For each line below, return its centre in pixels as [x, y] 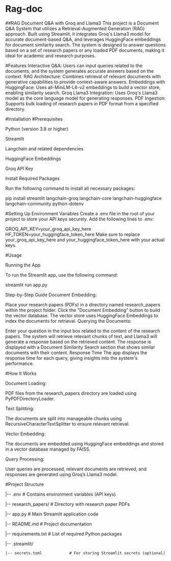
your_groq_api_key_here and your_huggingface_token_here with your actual [85, 240]
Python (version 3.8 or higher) [37, 129]
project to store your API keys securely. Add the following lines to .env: [80, 219]
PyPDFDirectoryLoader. [30, 398]
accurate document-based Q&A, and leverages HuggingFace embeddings [83, 39]
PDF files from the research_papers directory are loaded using [71, 393]
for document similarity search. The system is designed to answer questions [86, 44]
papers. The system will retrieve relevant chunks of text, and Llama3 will [81, 336]
